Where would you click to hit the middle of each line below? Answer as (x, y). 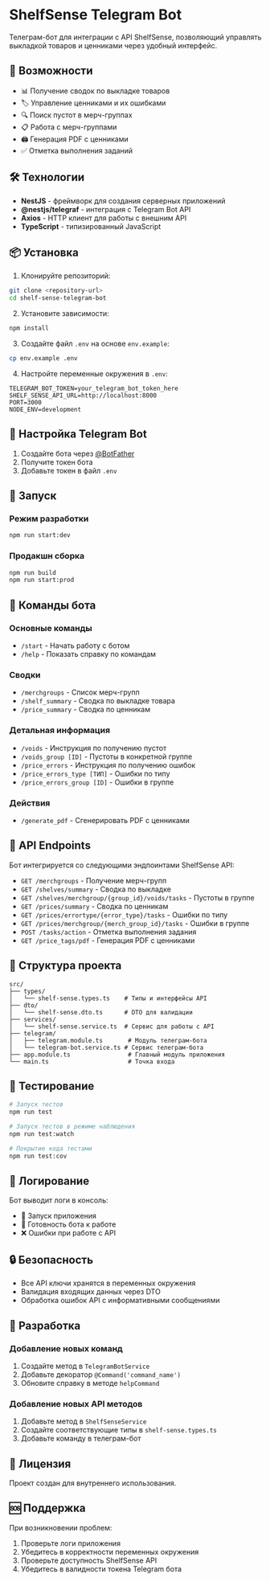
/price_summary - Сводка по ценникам (86, 710)
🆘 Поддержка (47, 1508)
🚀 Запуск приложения (59, 1216)
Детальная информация (60, 731)
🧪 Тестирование (52, 1086)
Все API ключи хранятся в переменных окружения (108, 1283)
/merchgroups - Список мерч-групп (80, 692)
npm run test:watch (42, 1134)
